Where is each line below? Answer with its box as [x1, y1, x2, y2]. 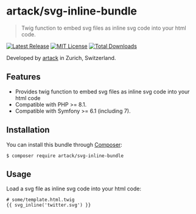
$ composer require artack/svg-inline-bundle [6, 153, 124, 159]
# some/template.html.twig [6, 197, 75, 203]
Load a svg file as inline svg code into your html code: [6, 185, 142, 192]
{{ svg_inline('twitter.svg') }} [6, 202, 91, 209]
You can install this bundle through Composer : [6, 141, 123, 148]
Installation [6, 125, 50, 135]
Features [6, 72, 41, 82]
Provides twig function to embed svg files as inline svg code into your [15, 88, 190, 95]
